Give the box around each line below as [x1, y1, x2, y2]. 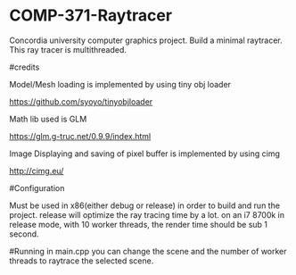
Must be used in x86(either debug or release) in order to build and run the [9, 200, 281, 211]
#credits [9, 62, 40, 72]
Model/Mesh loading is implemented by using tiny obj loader [9, 79, 232, 89]
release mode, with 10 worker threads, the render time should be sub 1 [9, 219, 268, 229]
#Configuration [9, 182, 65, 193]
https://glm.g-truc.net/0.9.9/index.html [9, 130, 152, 141]
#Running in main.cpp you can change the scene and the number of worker [9, 246, 287, 256]
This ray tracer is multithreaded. [9, 44, 127, 54]
